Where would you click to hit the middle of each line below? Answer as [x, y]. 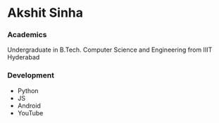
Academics [27, 35]
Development [31, 75]
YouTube [30, 113]
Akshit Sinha [45, 13]
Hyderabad [24, 57]
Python [28, 91]
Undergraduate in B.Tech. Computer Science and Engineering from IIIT [110, 50]
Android [29, 106]
